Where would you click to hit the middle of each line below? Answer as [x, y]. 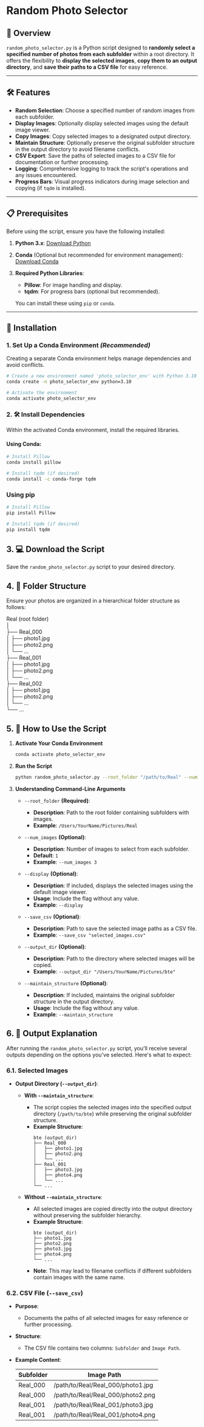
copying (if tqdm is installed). [50, 188]
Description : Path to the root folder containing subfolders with [111, 812]
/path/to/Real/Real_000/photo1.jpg [104, 1385]
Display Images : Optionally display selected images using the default [102, 123]
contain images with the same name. [79, 1277]
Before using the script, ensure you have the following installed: [86, 231]
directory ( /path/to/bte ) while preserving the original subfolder [113, 1114]
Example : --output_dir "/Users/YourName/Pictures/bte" [104, 971]
